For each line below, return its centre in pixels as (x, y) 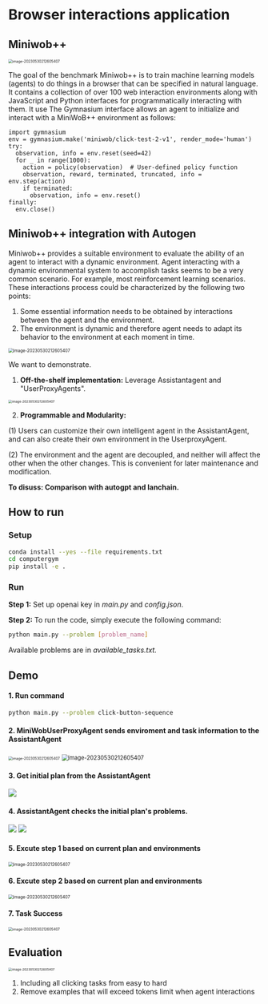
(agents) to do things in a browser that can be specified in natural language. (133, 83)
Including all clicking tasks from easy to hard (94, 982)
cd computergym (34, 559)
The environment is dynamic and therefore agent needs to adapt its (131, 328)
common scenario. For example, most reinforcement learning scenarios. (127, 279)
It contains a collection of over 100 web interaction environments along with (133, 92)
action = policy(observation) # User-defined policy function (130, 167)
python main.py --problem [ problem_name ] (78, 635)
